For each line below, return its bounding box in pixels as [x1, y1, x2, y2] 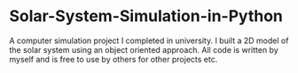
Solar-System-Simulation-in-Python [9, 6, 284, 26]
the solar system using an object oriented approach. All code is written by [9, 44, 279, 55]
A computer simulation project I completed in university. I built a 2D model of [9, 35, 289, 46]
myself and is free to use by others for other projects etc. [9, 54, 218, 64]
